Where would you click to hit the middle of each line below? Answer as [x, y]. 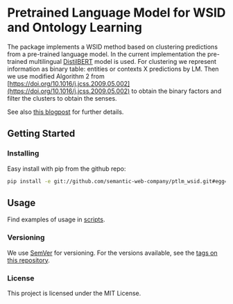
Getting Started [41, 134]
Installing [23, 153]
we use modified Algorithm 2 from [56, 76]
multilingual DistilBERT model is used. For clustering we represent [123, 61]
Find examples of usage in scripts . [56, 219]
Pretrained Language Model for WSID [116, 13]
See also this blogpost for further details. [66, 112]
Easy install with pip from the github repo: [67, 169]
